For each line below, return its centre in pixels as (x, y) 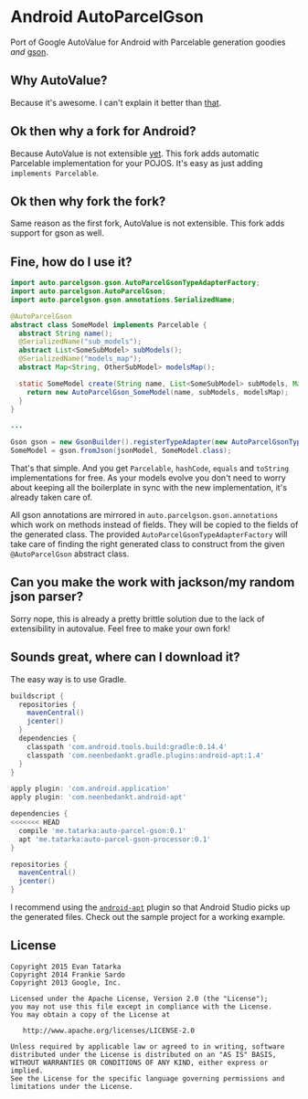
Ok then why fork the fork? (88, 201)
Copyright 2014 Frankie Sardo (68, 975)
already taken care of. (52, 497)
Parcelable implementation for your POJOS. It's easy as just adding (137, 163)
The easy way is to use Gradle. (69, 679)
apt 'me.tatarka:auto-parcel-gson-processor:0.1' (115, 839)
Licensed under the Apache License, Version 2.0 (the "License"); (139, 999)
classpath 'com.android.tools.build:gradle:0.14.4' (127, 746)
